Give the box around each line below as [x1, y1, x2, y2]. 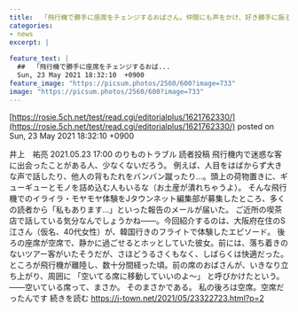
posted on [237, 121, 275, 131]
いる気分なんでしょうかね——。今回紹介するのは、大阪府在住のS [47, 214, 286, 226]
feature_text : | [9, 54, 69, 63]
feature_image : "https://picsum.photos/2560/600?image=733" [9, 79, 237, 88]
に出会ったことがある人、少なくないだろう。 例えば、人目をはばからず [9, 160, 268, 170]
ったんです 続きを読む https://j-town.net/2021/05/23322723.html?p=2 [9, 292, 264, 303]
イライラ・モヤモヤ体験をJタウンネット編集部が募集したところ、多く [32, 192, 286, 204]
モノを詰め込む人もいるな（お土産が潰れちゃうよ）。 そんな [55, 182, 272, 192]
